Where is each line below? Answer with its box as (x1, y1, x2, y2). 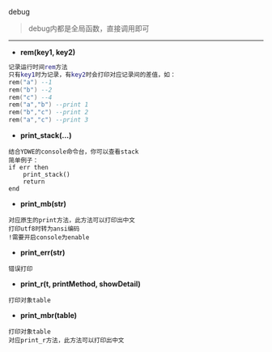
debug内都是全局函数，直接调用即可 (28, 24, 150, 33)
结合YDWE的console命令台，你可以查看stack (8, 148, 139, 156)
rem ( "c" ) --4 (8, 93, 53, 101)
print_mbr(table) (19, 311, 78, 320)
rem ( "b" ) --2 (8, 85, 53, 94)
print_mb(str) (19, 199, 66, 208)
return (23, 178, 45, 186)
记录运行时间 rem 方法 (8, 63, 68, 71)
